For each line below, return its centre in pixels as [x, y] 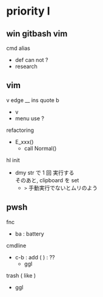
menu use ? [29, 118]
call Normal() [40, 148]
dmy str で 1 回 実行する [45, 172]
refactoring [20, 130]
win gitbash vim [37, 34]
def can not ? [32, 60]
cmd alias [18, 48]
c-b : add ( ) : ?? [35, 257]
